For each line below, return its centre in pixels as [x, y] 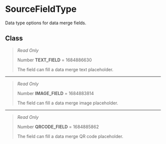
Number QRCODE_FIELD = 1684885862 [58, 127]
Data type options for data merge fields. [46, 23]
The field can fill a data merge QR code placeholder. [70, 136]
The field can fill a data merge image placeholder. [68, 103]
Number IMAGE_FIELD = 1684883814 [56, 93]
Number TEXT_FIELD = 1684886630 [55, 60]
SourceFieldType [41, 9]
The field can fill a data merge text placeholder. [65, 69]
